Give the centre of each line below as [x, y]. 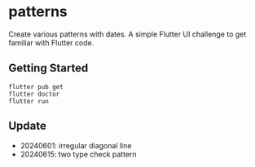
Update [28, 126]
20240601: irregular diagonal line [76, 145]
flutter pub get [36, 87]
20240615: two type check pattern [78, 154]
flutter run [29, 101]
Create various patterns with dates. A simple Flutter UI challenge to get [127, 34]
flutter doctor [34, 94]
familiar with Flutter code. [51, 42]
